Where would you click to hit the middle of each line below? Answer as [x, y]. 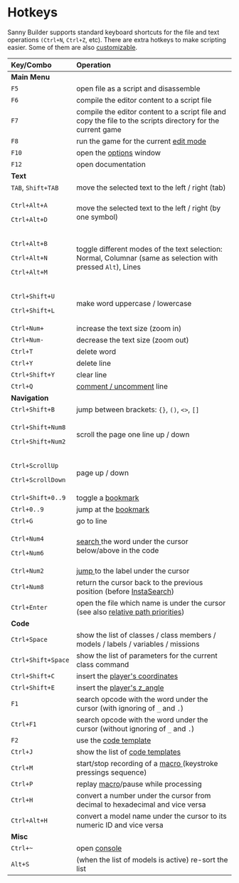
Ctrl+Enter [29, 607]
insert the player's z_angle [120, 688]
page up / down [102, 473]
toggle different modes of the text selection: [149, 249]
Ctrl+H [22, 800]
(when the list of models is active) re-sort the [152, 859]
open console [99, 848]
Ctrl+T [22, 351]
